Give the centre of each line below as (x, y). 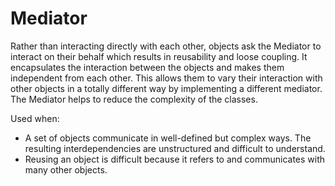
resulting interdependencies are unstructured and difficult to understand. (175, 148)
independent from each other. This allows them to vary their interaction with (166, 78)
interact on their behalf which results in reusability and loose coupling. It (159, 56)
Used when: (35, 118)
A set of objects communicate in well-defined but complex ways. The (168, 138)
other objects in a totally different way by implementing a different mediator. (166, 88)
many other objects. (66, 169)
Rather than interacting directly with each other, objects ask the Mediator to (166, 46)
